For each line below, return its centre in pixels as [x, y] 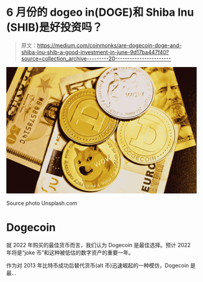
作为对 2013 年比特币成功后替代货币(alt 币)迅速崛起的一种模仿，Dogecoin [98, 265]
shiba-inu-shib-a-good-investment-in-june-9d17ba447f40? [95, 52]
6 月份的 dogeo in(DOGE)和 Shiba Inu [100, 12]
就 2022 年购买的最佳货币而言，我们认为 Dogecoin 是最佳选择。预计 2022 [98, 245]
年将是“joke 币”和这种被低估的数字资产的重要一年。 [70, 252]
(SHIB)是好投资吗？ [54, 27]
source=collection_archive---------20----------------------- [96, 59]
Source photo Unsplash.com [42, 203]
